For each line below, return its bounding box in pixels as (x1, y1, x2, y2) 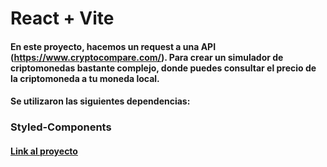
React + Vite (10, 7, 115, 30)
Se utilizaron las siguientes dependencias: (10, 95, 191, 107)
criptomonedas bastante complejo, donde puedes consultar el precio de (10, 62, 317, 74)
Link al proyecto (10, 145, 78, 157)
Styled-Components (10, 120, 112, 134)
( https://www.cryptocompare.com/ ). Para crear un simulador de (10, 51, 284, 63)
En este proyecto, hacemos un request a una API (10, 40, 217, 52)
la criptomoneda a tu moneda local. (10, 72, 160, 84)
